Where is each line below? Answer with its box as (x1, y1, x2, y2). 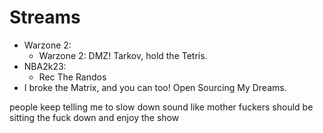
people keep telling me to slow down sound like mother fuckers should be (9, 101, 314, 113)
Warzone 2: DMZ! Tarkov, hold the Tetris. (38, 49, 208, 61)
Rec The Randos (38, 71, 107, 83)
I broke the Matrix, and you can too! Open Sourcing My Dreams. (23, 81, 287, 93)
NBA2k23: (23, 60, 67, 72)
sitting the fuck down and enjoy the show (9, 111, 180, 123)
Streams (9, 6, 81, 29)
